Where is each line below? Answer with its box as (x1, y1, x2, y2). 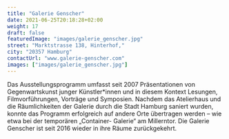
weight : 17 (7, 23, 39, 30)
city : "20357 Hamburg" (7, 49, 72, 56)
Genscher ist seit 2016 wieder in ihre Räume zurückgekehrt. (7, 124, 177, 132)
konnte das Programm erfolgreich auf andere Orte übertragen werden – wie (7, 109, 222, 118)
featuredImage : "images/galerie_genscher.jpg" (7, 36, 143, 43)
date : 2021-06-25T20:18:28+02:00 (7, 17, 103, 23)
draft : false (7, 29, 45, 36)
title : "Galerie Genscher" (7, 10, 85, 17)
